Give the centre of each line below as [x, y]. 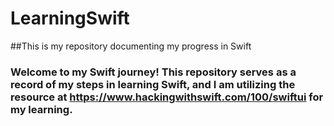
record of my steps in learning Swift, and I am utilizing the [153, 84]
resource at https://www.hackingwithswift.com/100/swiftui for [167, 97]
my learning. [41, 109]
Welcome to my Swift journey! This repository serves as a [153, 72]
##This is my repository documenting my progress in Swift [131, 46]
